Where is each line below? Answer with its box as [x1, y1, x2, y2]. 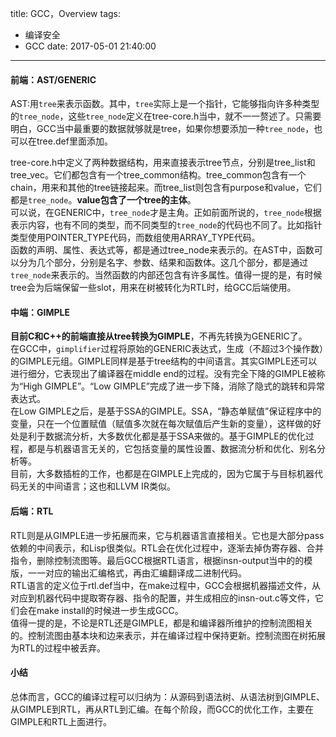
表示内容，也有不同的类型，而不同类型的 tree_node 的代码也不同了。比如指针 [10, 219, 323, 231]
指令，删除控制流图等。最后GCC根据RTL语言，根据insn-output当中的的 [10, 554, 305, 566]
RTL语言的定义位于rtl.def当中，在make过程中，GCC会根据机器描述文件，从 [10, 579, 321, 591]
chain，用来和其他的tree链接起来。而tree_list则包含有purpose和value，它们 [10, 182, 322, 194]
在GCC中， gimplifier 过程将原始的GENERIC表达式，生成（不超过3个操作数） [10, 343, 324, 355]
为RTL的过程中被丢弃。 [10, 642, 106, 654]
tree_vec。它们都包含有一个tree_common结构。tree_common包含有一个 [10, 169, 307, 181]
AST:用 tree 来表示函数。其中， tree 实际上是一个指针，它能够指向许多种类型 [10, 98, 320, 110]
